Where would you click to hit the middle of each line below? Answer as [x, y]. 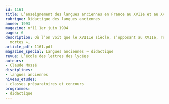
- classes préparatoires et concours [45, 84]
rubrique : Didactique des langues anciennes [53, 19]
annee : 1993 [18, 24]
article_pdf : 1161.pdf [29, 47]
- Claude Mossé [21, 65]
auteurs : [14, 61]
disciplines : [19, 70]
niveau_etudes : [21, 79]
